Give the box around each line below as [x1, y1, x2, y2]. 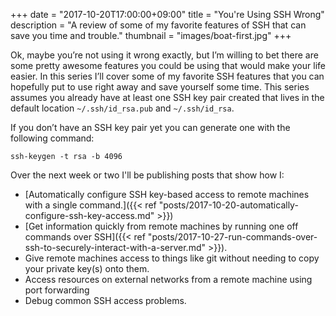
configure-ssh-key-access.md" [24, 210, 155, 221]
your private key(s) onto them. [24, 263, 150, 274]
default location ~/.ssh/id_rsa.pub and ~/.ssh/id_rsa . [10, 102, 235, 114]
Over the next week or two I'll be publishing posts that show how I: [10, 169, 285, 181]
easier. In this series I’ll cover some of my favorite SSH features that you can [10, 70, 325, 82]
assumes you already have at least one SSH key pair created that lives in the [10, 92, 325, 103]
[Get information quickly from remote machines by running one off [24, 220, 299, 232]
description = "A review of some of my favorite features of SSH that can [10, 19, 307, 31]
